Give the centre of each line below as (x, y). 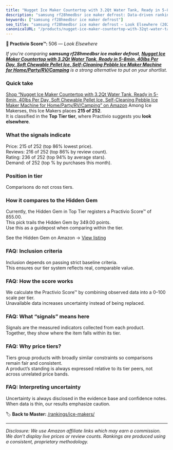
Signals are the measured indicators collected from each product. (75, 328)
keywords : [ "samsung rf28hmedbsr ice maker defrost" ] (65, 19)
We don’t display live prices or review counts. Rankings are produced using (86, 436)
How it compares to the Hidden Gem (52, 200)
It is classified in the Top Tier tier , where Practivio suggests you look (79, 116)
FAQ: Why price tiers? (34, 346)
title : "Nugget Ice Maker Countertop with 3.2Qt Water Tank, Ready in (83, 10)
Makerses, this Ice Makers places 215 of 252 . (54, 111)
